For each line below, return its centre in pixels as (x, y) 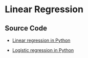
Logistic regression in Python (43, 50)
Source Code (26, 28)
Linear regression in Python (41, 40)
